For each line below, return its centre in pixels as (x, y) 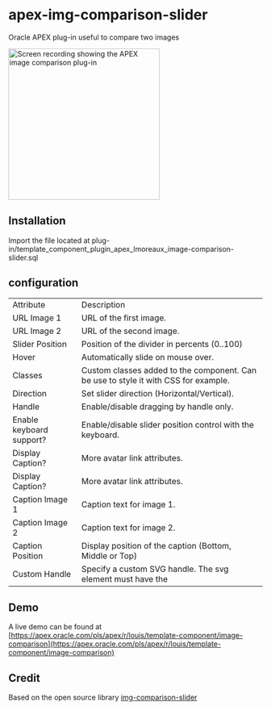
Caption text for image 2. (128, 528)
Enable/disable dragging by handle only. (157, 407)
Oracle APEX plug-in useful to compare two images (94, 37)
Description (103, 304)
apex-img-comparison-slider (108, 15)
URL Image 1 (37, 318)
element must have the (124, 578)
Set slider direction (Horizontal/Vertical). (157, 393)
